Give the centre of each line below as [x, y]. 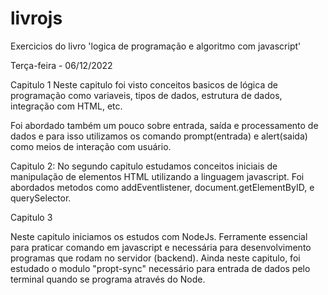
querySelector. [41, 198]
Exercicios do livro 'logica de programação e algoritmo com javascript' [156, 46]
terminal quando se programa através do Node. [108, 279]
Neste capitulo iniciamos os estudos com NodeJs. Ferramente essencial [159, 236]
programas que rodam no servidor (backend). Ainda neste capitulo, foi [155, 258]
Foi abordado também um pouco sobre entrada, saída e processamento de [164, 125]
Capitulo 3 [31, 217]
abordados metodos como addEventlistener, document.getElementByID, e [162, 187]
